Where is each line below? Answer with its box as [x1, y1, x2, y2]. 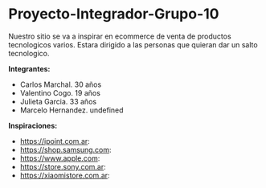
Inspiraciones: [8, 121, 58, 130]
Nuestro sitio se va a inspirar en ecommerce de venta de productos [8, 31, 231, 41]
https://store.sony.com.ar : [19, 161, 106, 171]
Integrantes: [8, 63, 51, 73]
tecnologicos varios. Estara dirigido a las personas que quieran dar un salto [8, 39, 259, 49]
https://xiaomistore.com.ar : [19, 170, 110, 180]
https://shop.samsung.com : [19, 145, 112, 154]
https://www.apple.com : [19, 153, 100, 163]
